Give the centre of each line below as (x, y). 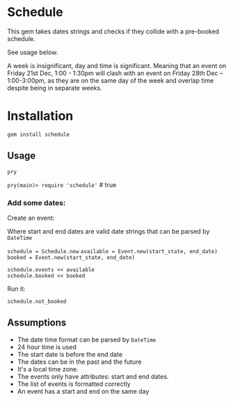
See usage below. (33, 52)
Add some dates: (37, 202)
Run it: (16, 289)
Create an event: (31, 218)
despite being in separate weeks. (55, 88)
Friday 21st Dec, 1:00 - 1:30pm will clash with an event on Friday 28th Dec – (115, 73)
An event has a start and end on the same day (83, 391)
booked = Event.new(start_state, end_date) (71, 257)
